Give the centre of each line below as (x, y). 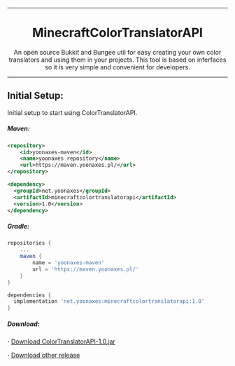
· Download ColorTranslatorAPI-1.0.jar (61, 341)
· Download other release (44, 355)
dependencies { (29, 295)
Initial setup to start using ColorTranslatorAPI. (72, 112)
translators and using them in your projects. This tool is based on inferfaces (117, 60)
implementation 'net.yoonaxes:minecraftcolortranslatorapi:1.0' (109, 301)
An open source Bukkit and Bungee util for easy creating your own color (117, 52)
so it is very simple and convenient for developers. (117, 67)
